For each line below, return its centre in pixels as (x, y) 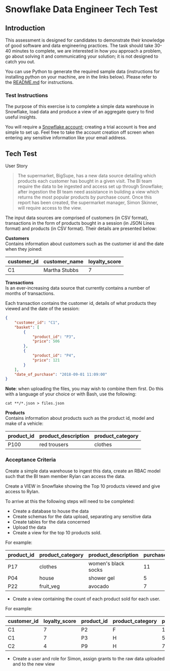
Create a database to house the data (51, 511)
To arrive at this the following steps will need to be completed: (70, 501)
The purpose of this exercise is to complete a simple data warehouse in (80, 106)
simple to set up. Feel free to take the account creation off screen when (80, 132)
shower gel (101, 578)
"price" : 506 (46, 341)
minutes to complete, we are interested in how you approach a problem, (87, 51)
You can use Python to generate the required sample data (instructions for (83, 71)
